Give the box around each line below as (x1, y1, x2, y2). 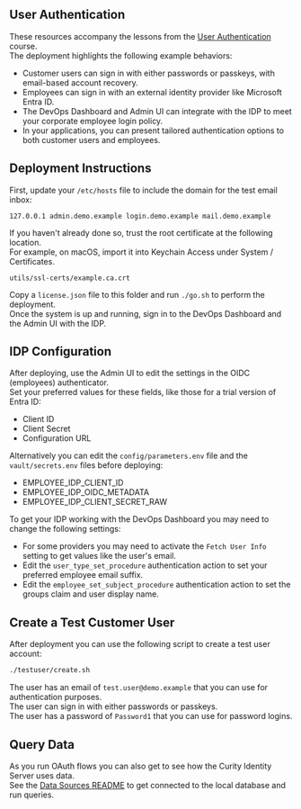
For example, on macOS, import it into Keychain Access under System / (9, 247, 274, 257)
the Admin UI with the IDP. (9, 318, 107, 328)
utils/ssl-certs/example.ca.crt (9, 274, 130, 283)
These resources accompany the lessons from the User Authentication (9, 31, 271, 41)
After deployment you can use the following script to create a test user (9, 639, 271, 650)
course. (9, 40, 38, 51)
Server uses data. (9, 769, 75, 781)
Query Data (9, 737, 75, 752)
